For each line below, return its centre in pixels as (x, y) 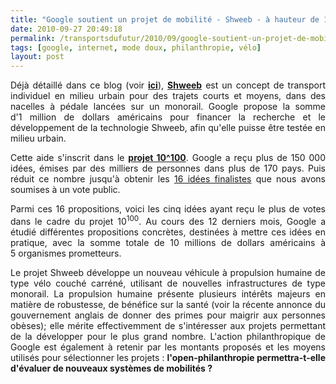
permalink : (33, 38)
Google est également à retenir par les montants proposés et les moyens (168, 347)
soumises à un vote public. (65, 190)
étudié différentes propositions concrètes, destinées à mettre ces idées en (168, 232)
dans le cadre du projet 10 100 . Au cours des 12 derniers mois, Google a (168, 220)
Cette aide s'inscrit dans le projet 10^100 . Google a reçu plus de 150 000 (168, 158)
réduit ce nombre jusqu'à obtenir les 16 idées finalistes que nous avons (168, 179)
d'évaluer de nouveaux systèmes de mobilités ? (111, 368)
